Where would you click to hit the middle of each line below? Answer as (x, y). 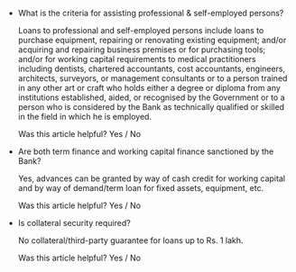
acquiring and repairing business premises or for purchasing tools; (142, 50)
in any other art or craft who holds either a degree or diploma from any (149, 88)
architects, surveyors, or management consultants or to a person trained (153, 78)
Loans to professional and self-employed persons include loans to (141, 30)
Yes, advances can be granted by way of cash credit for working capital (152, 178)
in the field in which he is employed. (84, 117)
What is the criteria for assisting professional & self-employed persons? (151, 13)
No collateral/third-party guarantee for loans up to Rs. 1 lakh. (130, 240)
